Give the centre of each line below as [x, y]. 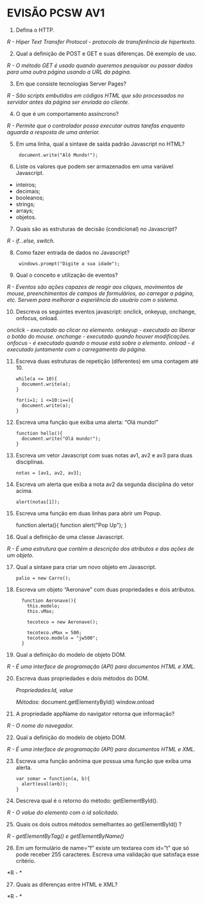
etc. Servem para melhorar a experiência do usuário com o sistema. [93, 299]
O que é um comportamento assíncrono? [67, 113]
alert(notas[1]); [38, 502]
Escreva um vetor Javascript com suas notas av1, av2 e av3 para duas [104, 455]
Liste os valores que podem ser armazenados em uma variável [94, 166]
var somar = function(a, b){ [53, 778]
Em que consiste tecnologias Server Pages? [71, 84]
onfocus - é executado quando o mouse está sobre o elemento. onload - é [101, 343]
